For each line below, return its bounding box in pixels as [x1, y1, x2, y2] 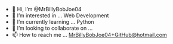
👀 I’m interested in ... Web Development [11, 12, 109, 19]
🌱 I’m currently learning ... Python [11, 18, 94, 25]
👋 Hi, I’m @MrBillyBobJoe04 [11, 6, 82, 12]
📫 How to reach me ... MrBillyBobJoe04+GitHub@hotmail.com [11, 32, 167, 38]
